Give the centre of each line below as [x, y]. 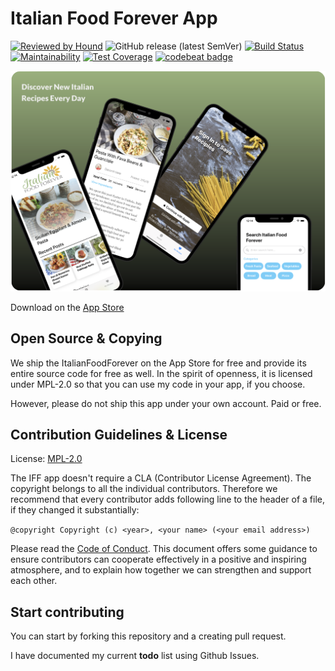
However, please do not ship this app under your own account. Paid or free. [166, 403]
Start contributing [67, 612]
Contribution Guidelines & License [119, 435]
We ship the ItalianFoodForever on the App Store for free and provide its [158, 363]
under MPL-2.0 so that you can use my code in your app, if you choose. [158, 384]
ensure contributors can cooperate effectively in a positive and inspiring [158, 559]
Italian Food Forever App [114, 18]
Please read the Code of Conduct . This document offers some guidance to [164, 549]
